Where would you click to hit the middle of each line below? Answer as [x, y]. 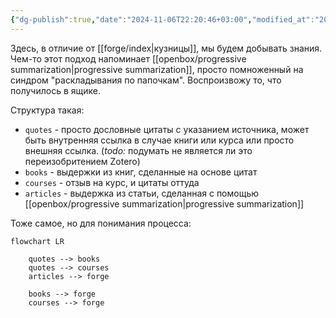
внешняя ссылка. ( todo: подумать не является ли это [138, 150]
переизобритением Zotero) [82, 161]
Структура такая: [47, 110]
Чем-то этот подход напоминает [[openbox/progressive [128, 58]
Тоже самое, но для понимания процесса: [101, 223]
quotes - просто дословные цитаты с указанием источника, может [167, 129]
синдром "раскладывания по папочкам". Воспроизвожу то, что [146, 80]
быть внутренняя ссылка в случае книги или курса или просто [159, 140]
